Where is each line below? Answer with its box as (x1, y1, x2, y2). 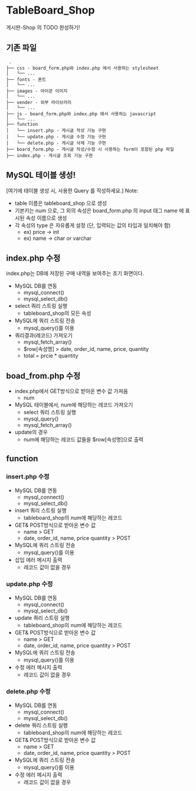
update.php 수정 (6, 580, 53, 588)
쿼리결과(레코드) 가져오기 (14, 332, 73, 339)
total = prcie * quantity (23, 352, 79, 359)
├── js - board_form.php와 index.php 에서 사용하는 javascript (6, 110, 156, 117)
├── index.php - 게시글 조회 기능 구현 (6, 152, 93, 158)
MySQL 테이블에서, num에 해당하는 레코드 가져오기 (14, 401, 133, 408)
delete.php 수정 (6, 688, 51, 696)
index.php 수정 (6, 253, 61, 263)
